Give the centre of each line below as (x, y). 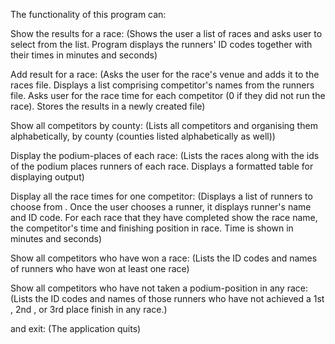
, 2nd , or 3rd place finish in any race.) (89, 309)
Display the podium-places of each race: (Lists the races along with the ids (165, 155)
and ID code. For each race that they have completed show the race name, (164, 217)
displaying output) (47, 177)
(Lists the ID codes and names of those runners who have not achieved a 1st (167, 298)
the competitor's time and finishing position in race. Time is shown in (152, 228)
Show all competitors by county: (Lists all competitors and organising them (164, 125)
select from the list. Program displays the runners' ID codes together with (161, 44)
